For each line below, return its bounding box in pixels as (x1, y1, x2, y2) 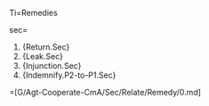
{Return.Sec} (21, 42, 70, 52)
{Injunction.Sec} (21, 61, 82, 71)
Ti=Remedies (9, 8, 58, 18)
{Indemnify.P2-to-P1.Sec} (21, 70, 117, 80)
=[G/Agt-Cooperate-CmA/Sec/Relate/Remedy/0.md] (9, 87, 202, 97)
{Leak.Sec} (21, 51, 64, 61)
